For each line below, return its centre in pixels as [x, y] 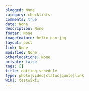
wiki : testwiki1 [22, 80]
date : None [17, 24]
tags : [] [14, 66]
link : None [17, 48]
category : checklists [28, 15]
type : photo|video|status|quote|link [45, 76]
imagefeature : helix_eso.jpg [36, 38]
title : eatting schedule [31, 71]
